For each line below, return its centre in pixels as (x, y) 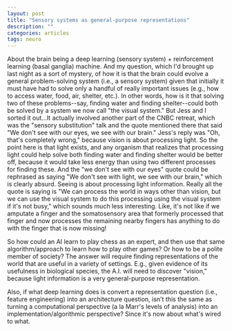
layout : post (26, 14)
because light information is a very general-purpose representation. (104, 278)
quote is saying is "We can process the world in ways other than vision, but (114, 192)
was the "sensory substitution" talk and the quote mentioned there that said (115, 125)
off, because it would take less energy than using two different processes (112, 162)
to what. (19, 321)
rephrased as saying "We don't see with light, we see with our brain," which (115, 177)
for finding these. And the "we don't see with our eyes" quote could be (108, 170)
